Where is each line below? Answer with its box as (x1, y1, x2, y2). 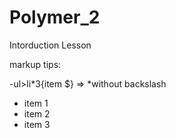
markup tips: (9, 58, 62, 70)
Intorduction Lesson (9, 39, 92, 51)
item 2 (23, 107, 51, 120)
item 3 (23, 118, 51, 130)
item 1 (23, 97, 49, 109)
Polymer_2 (9, 6, 101, 29)
